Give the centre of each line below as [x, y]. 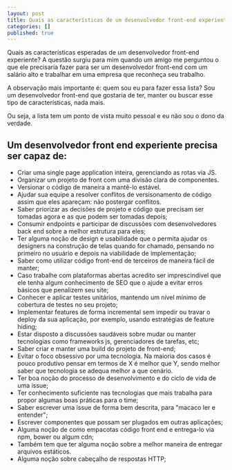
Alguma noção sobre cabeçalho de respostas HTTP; [92, 459]
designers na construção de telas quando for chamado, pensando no [115, 246]
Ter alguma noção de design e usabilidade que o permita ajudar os [112, 238]
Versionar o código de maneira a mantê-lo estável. [89, 187]
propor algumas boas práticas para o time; [78, 400]
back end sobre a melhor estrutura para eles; [81, 232]
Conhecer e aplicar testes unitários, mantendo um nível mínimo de [111, 297]
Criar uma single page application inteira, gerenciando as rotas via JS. [117, 173]
